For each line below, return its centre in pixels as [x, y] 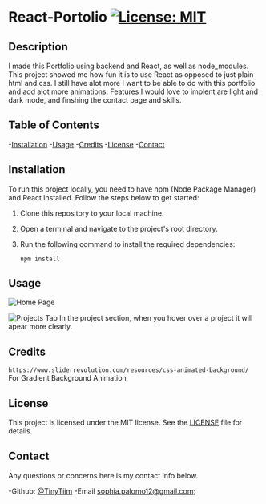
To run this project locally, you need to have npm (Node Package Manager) [132, 189]
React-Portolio [58, 17]
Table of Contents [54, 125]
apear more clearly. [40, 327]
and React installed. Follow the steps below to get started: [104, 197]
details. [20, 431]
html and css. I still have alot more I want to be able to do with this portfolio [132, 83]
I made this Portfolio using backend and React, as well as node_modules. [129, 66]
